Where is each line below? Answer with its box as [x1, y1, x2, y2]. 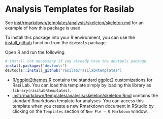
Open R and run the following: [5, 49, 65, 55]
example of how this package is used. [5, 25, 82, 30]
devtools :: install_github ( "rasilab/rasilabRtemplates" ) [5, 68, 122, 73]
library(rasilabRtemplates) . [12, 87, 71, 93]
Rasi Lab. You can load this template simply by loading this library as [12, 82, 152, 88]
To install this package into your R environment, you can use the [5, 34, 135, 40]
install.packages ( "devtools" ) [5, 63, 67, 68]
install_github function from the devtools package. [5, 39, 107, 45]
